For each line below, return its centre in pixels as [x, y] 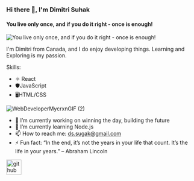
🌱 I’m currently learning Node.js [54, 127]
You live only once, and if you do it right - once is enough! [80, 24]
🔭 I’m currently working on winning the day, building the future [92, 121]
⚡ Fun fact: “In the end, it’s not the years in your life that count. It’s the [101, 143]
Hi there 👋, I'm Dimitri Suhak [48, 10]
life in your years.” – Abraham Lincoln [61, 151]
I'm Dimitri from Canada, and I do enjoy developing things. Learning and [95, 49]
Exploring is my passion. [37, 56]
